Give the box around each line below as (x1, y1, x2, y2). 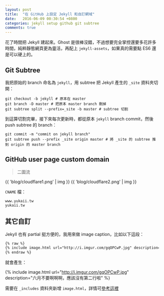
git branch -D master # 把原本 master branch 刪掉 (5, 101, 106, 106)
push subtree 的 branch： (5, 122, 57, 127)
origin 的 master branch (11, 142, 61, 147)
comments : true (5, 25, 36, 30)
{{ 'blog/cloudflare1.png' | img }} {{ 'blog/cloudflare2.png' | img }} (5, 179, 137, 185)
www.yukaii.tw (5, 198, 34, 203)
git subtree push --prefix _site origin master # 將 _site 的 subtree (5, 137, 150, 142)
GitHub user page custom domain (5, 155, 110, 164)
